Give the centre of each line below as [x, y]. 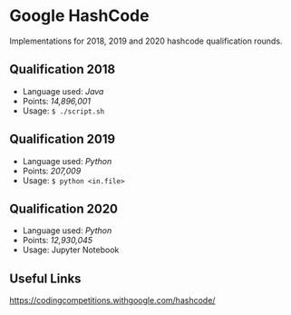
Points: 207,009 [52, 171]
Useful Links [45, 278]
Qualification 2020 [64, 208]
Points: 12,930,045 [58, 241]
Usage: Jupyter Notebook [71, 250]
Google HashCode [79, 16]
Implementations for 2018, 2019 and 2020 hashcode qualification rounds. [146, 41]
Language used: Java [63, 91]
